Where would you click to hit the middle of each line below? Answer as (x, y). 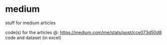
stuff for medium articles (30, 23)
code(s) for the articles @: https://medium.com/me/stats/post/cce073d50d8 (83, 32)
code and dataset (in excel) (33, 38)
